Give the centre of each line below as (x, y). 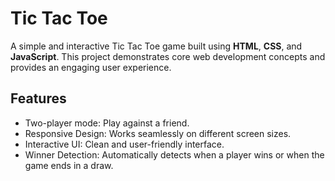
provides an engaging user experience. (91, 67)
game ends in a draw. (69, 165)
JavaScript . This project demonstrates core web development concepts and (168, 56)
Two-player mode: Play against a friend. (107, 123)
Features (38, 98)
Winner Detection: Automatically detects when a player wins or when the (174, 154)
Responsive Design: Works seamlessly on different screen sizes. (158, 133)
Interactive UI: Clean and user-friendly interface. (124, 144)
